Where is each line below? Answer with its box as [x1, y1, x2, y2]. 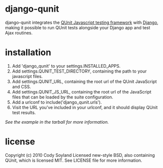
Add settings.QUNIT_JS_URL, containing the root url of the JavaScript [12, 89, 152, 94]
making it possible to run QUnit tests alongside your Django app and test [5, 24, 150, 30]
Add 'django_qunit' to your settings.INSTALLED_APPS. [12, 63, 121, 69]
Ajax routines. [5, 30, 33, 36]
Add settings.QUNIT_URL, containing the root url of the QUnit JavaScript [12, 78, 157, 84]
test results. [12, 110, 36, 115]
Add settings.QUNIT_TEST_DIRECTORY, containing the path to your [12, 68, 147, 74]
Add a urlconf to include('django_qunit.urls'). [12, 99, 102, 105]
